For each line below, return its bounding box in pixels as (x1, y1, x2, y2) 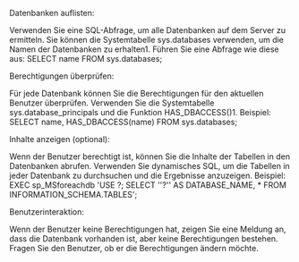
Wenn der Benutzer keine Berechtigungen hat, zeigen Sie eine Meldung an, (9, 224, 286, 234)
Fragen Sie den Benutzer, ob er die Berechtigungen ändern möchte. (9, 243, 260, 253)
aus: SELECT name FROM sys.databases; (9, 54, 163, 63)
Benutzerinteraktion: (9, 207, 85, 217)
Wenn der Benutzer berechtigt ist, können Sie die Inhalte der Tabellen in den (9, 151, 291, 162)
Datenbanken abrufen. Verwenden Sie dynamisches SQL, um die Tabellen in (9, 161, 291, 171)
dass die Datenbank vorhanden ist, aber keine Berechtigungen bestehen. (9, 233, 279, 244)
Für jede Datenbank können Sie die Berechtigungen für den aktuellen (9, 89, 264, 98)
